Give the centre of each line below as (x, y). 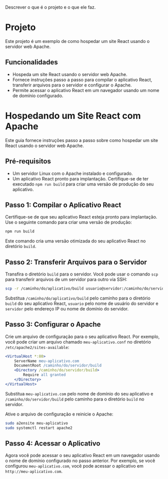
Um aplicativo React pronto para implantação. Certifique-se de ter (80, 178)
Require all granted (44, 375)
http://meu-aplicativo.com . (34, 471)
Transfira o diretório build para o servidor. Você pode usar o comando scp (82, 274)
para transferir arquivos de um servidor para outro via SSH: (66, 279)
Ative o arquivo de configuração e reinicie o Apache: (59, 414)
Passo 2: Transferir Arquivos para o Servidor (76, 262)
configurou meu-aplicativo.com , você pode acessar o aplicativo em (74, 466)
